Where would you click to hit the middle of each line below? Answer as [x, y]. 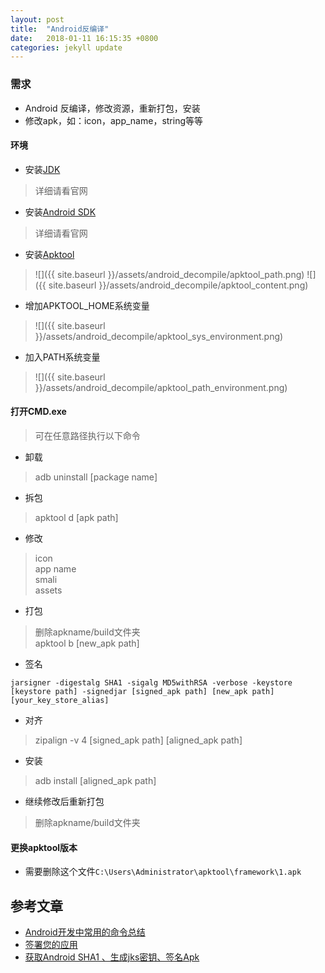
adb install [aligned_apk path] [95, 780]
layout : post [37, 19]
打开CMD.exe [38, 412]
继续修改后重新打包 [64, 801]
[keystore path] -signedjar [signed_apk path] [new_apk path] [142, 691]
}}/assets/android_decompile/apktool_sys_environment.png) [159, 336]
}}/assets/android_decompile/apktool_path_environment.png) [161, 387]
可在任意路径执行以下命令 [87, 435]
